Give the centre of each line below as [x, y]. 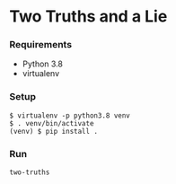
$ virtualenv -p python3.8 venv [70, 115]
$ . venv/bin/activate [52, 123]
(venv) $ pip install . [54, 131]
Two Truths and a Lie [88, 17]
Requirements [41, 45]
